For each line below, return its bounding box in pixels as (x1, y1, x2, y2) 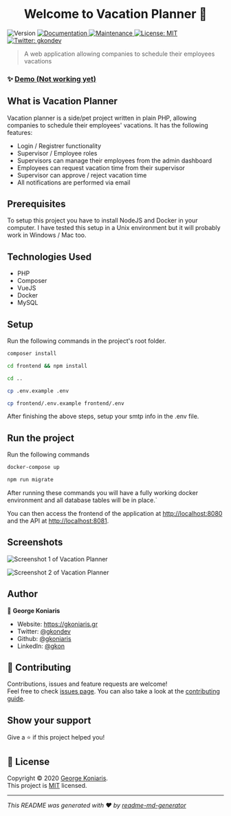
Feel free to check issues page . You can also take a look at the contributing (7, 687, 220, 695)
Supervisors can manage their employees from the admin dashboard (16, 156, 212, 165)
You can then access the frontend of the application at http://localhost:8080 (7, 510, 223, 518)
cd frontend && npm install (7, 362, 88, 369)
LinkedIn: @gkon (16, 642, 65, 650)
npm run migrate (7, 477, 54, 483)
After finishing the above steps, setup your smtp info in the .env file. (7, 412, 199, 421)
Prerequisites (7, 198, 66, 210)
